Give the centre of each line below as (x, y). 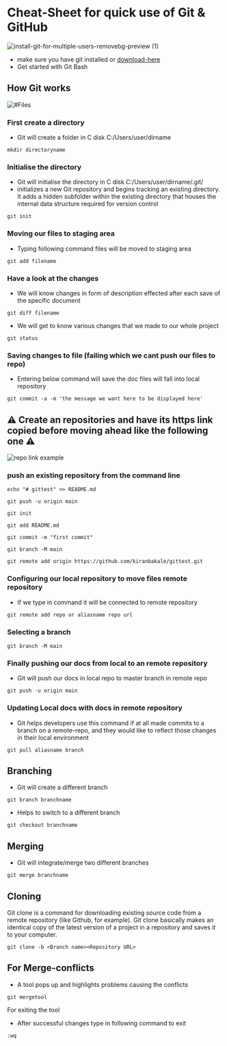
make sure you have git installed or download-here (89, 59)
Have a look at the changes (53, 278)
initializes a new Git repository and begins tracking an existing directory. (118, 189)
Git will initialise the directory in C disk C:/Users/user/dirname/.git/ (110, 182)
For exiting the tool (34, 1010)
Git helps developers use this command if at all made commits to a (111, 723)
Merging (26, 846)
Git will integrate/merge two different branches (83, 863)
